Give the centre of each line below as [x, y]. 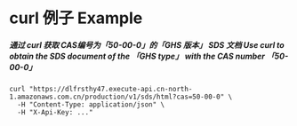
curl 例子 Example [76, 18]
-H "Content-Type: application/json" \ [91, 105]
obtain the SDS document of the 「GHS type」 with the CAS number [137, 56]
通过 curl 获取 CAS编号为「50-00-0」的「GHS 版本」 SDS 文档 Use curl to [147, 44]
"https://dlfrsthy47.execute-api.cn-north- [111, 90]
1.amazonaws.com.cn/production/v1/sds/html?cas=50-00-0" [117, 97]
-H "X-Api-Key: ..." [55, 113]
